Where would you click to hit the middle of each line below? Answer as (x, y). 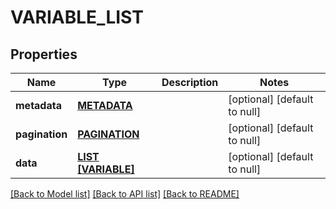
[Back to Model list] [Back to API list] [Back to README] (125, 194)
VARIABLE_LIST (77, 17)
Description (190, 82)
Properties (44, 54)
